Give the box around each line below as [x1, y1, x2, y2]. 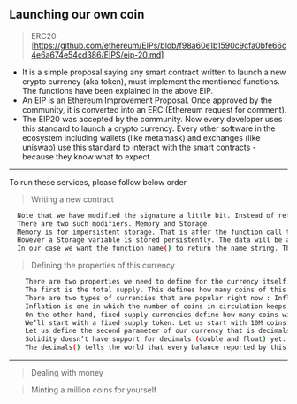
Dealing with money [30, 368, 103, 378]
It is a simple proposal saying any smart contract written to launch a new [21, 66, 286, 77]
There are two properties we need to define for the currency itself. [25, 277, 291, 286]
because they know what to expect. [21, 151, 153, 162]
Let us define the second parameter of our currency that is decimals [25, 327, 291, 336]
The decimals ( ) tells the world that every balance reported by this [25, 343, 287, 353]
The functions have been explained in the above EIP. [21, 85, 214, 96]
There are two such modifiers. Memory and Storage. [17, 219, 212, 229]
